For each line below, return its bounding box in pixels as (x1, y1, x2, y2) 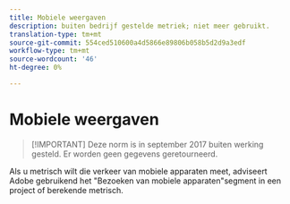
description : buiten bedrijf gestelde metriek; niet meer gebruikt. (9, 21, 270, 30)
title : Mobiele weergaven (9, 13, 106, 22)
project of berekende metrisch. (9, 184, 124, 195)
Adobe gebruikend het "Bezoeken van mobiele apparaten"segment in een (9, 175, 282, 186)
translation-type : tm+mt (9, 30, 102, 38)
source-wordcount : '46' (9, 55, 98, 64)
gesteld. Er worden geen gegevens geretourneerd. (30, 149, 218, 159)
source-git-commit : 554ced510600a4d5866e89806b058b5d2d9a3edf (9, 38, 246, 47)
